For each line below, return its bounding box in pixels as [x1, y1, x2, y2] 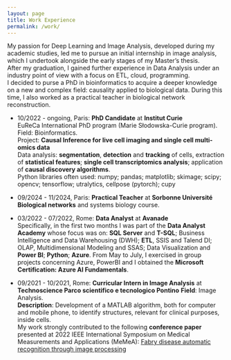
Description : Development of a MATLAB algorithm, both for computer [17, 301, 216, 310]
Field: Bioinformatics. [17, 129, 78, 137]
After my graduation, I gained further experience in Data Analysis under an [7, 64, 220, 73]
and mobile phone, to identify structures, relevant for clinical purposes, [17, 308, 220, 316]
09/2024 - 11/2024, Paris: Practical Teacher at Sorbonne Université [17, 193, 213, 202]
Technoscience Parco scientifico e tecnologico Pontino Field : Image [17, 286, 216, 294]
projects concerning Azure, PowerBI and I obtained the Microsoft [17, 258, 204, 267]
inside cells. [17, 316, 52, 324]
